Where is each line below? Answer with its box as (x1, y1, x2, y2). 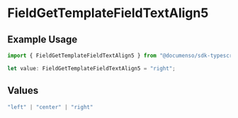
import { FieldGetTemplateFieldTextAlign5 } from (7, 52, 157, 59)
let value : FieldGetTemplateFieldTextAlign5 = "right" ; (7, 65, 176, 72)
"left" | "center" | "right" (7, 103, 93, 111)
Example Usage (7, 33, 78, 45)
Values (7, 85, 39, 97)
